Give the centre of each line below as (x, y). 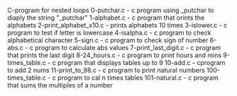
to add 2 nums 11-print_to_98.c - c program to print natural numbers (106, 70)
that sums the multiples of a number (60, 85)
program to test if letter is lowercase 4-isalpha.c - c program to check (109, 32)
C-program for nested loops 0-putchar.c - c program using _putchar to (111, 10)
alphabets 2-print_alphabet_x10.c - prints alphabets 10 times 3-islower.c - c (117, 25)
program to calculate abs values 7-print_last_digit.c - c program (128, 48)
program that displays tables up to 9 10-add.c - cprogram (142, 62)
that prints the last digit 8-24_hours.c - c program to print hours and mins (115, 55)
